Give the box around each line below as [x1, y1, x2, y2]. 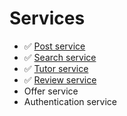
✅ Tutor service [23, 62, 89, 74]
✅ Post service [23, 40, 86, 52]
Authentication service [23, 95, 118, 107]
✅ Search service [23, 51, 97, 63]
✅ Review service [23, 73, 97, 86]
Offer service [23, 85, 79, 97]
